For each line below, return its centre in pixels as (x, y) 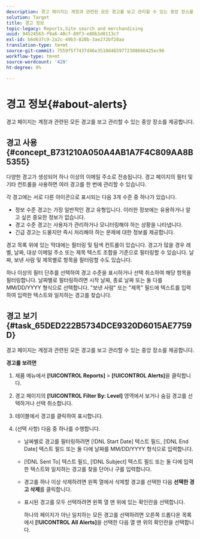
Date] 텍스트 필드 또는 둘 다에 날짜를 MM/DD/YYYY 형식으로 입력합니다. (108, 449)
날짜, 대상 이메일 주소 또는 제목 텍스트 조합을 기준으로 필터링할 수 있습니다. (101, 253)
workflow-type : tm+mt (33, 56)
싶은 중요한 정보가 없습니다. (53, 217)
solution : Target (28, 17)
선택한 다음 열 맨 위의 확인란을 (138, 522)
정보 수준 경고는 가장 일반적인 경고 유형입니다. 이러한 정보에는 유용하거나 (99, 210)
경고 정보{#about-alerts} (67, 104)
